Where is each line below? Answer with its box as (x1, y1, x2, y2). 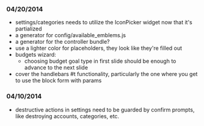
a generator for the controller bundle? (15, 38, 110, 46)
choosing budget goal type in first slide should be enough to (24, 57, 177, 65)
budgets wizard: (15, 51, 56, 58)
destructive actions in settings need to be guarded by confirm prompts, (15, 106, 195, 113)
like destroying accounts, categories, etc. (15, 112, 120, 120)
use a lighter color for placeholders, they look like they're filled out (15, 44, 182, 52)
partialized (15, 25, 42, 32)
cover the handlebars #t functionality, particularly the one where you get (15, 71, 198, 78)
